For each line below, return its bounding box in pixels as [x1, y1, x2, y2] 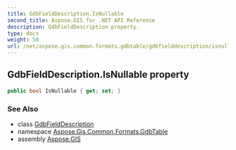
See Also [7, 104, 39, 114]
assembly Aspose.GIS [17, 135, 81, 143]
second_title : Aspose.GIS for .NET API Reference [7, 17, 156, 24]
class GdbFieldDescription [17, 120, 94, 128]
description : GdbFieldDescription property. [7, 23, 140, 30]
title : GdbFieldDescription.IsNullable [7, 10, 124, 18]
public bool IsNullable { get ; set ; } [7, 87, 121, 95]
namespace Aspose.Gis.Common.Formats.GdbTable [17, 127, 169, 135]
